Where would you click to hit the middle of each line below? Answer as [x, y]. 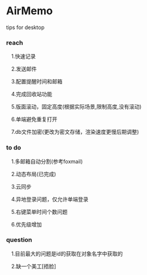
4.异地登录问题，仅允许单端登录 [50, 199]
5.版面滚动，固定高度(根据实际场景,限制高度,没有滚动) [76, 107]
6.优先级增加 [27, 224]
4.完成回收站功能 [32, 94]
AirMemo [30, 11]
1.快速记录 [24, 56]
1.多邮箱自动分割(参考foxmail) [47, 161]
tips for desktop [25, 27]
